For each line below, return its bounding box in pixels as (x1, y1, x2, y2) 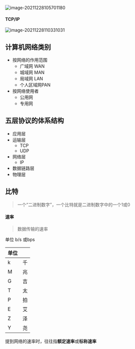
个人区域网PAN (19, 82, 51, 88)
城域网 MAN (19, 70, 45, 76)
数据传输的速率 (17, 226, 48, 232)
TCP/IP (5, 16, 20, 22)
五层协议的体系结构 (5, 116, 64, 125)
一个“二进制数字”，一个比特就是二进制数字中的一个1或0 (17, 202, 131, 208)
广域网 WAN (19, 63, 45, 69)
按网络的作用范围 (12, 57, 48, 63)
